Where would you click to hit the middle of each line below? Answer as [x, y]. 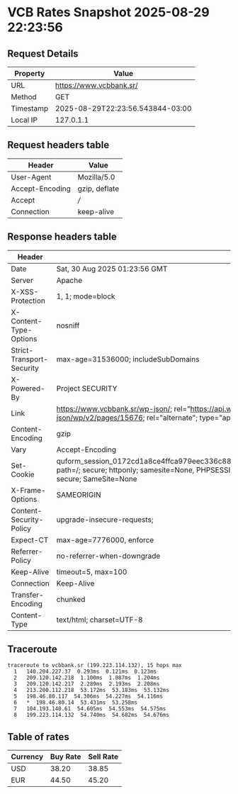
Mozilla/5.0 [96, 177]
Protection [28, 301]
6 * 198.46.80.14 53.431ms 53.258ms [76, 703]
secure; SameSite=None [97, 479]
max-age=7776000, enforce [105, 539]
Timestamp [30, 108]
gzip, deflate [98, 189]
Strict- [22, 350]
